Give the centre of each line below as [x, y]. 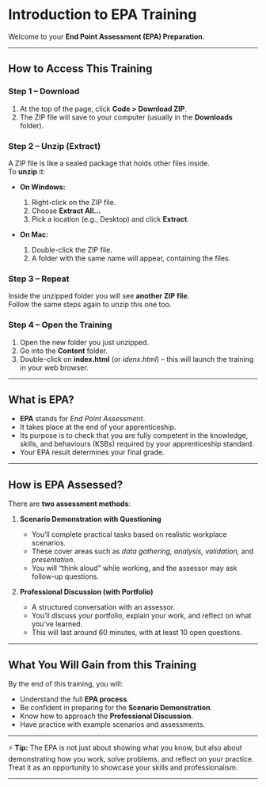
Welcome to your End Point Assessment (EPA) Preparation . [106, 36]
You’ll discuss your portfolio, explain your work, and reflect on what [141, 616]
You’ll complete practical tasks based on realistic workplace [129, 534]
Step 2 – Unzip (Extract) [55, 146]
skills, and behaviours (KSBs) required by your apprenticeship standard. [137, 444]
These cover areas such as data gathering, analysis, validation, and [142, 551]
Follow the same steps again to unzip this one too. [90, 304]
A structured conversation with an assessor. [103, 607]
